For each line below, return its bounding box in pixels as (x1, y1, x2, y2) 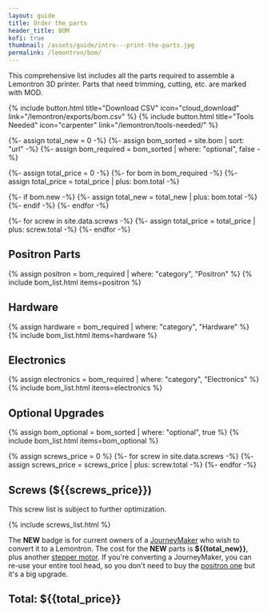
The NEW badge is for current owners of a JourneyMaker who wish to (8, 535, 240, 545)
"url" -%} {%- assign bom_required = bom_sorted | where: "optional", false (8, 145, 256, 153)
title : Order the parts (8, 19, 88, 27)
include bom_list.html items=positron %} (8, 277, 141, 287)
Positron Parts (8, 248, 82, 261)
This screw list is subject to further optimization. (8, 504, 167, 514)
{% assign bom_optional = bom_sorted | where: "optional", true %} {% (8, 428, 240, 437)
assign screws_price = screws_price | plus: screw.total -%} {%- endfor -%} (8, 460, 257, 470)
